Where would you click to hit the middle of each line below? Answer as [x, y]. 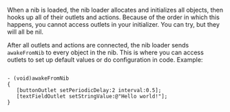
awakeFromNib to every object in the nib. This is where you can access [106, 52]
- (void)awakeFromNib [38, 78]
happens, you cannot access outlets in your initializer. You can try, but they [114, 24]
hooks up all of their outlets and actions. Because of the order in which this [114, 17]
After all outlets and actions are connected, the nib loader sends [98, 45]
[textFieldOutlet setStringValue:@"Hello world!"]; [92, 96]
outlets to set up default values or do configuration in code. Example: [105, 60]
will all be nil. [25, 32]
